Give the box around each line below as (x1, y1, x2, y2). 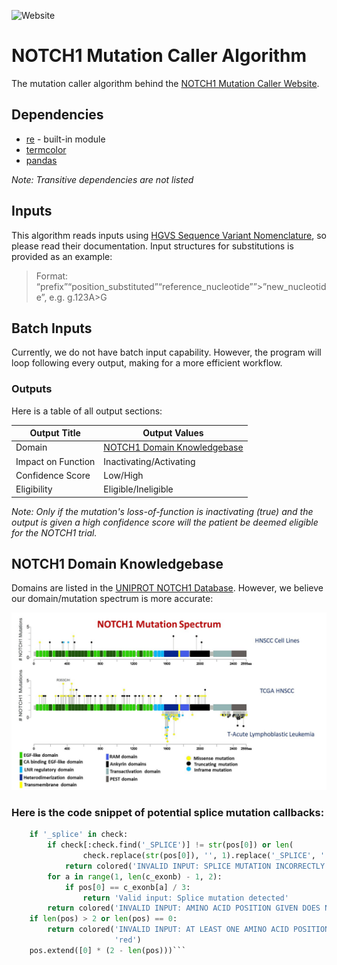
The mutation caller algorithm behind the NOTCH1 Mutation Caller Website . (11, 77, 320, 89)
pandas (25, 154, 58, 166)
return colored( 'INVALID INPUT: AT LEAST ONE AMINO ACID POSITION (47, 925, 330, 935)
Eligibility (15, 483, 53, 495)
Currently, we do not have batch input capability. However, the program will (11, 346, 322, 359)
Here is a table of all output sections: (11, 405, 163, 417)
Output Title (29, 427, 81, 439)
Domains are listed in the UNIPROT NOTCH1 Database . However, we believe (11, 582, 324, 594)
